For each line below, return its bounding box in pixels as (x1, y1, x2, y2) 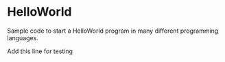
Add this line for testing (7, 47, 73, 55)
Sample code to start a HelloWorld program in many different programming (7, 27, 219, 35)
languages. (7, 33, 39, 42)
